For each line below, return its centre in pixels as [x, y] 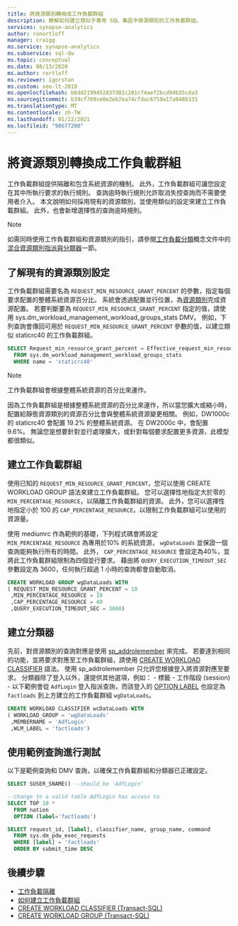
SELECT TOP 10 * [31, 803]
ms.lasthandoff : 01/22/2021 [49, 119]
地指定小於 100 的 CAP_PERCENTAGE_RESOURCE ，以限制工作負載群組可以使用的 [117, 510]
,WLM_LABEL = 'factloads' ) [50, 728]
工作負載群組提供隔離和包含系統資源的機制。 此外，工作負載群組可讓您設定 [117, 184]
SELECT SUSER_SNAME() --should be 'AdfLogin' [75, 784]
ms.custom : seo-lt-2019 [42, 86]
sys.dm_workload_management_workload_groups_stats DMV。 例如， [118, 318]
